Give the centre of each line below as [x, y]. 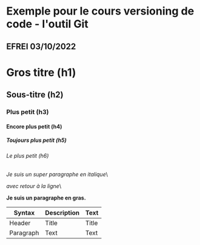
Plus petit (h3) [28, 112]
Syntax [24, 213]
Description [62, 213]
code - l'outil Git [48, 24]
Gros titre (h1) [41, 72]
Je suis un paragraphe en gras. [46, 198]
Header [20, 223]
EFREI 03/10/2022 [41, 46]
